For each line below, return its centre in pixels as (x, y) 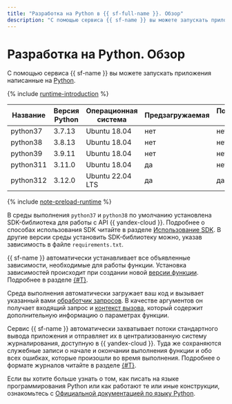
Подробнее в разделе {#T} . (48, 280)
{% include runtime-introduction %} (58, 94)
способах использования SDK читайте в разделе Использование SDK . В (114, 230)
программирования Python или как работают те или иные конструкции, (114, 386)
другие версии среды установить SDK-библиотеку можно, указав (105, 237)
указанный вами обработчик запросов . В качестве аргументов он (105, 300)
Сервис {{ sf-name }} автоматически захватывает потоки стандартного (113, 329)
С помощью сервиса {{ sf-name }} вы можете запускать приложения (109, 73)
